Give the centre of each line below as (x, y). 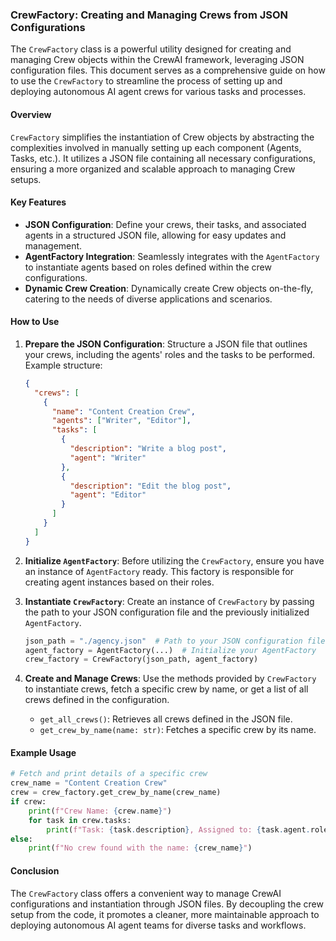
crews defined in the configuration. (97, 700)
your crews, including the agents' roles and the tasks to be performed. (170, 354)
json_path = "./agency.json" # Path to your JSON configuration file (175, 641)
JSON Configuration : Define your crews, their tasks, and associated (165, 224)
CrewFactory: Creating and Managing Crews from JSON (149, 15)
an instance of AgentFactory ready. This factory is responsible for (159, 571)
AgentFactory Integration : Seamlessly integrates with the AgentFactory (172, 256)
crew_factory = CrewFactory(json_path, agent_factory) (141, 659)
